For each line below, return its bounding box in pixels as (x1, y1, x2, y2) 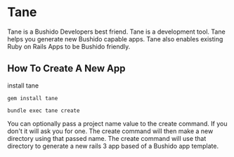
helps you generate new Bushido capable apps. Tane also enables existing (7, 34, 223, 43)
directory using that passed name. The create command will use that (7, 134, 207, 142)
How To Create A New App (7, 62, 126, 74)
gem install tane (7, 95, 58, 102)
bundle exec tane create (7, 107, 80, 114)
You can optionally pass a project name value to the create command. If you (7, 119, 228, 128)
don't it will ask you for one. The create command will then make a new (7, 127, 214, 135)
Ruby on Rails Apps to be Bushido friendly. (7, 42, 131, 50)
